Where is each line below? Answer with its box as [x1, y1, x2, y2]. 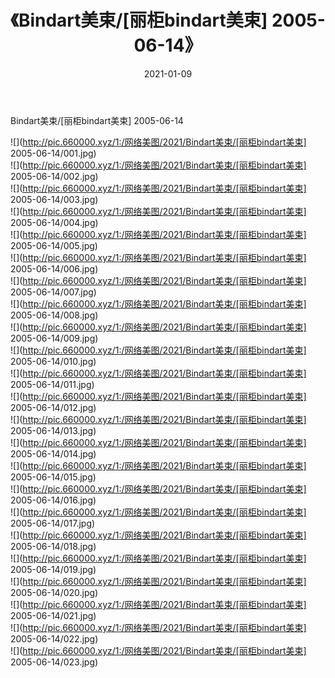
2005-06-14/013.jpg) [10, 424, 97, 436]
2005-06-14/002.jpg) [10, 170, 99, 182]
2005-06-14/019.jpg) [10, 563, 97, 575]
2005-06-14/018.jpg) [10, 540, 97, 552]
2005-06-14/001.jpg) [10, 147, 97, 159]
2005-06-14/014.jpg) [10, 447, 97, 460]
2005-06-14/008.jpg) [10, 309, 99, 321]
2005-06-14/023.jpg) [10, 656, 99, 668]
